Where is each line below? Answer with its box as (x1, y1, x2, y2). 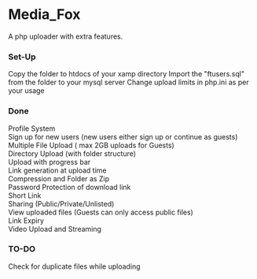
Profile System (8, 124, 56, 133)
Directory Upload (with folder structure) (8, 148, 136, 158)
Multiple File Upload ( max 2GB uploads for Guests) (8, 140, 174, 150)
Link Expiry (8, 215, 45, 225)
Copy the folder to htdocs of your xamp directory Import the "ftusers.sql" (8, 69, 245, 79)
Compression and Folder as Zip (8, 173, 110, 183)
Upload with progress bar (8, 157, 91, 166)
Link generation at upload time (8, 166, 108, 175)
